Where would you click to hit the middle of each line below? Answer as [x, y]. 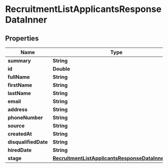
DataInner [26, 20]
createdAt [20, 134]
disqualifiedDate [28, 142]
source [16, 126]
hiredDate [20, 150]
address [18, 109]
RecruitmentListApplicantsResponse [83, 9]
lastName [19, 93]
